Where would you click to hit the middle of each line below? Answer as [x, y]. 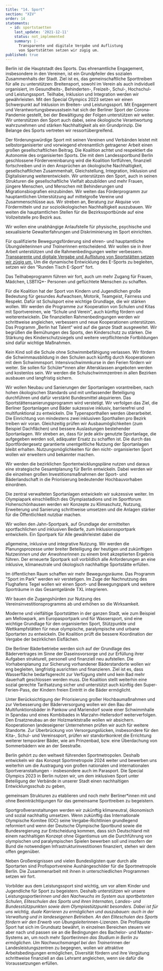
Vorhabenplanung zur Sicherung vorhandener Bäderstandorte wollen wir [78, 664]
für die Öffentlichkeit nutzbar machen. [43, 515]
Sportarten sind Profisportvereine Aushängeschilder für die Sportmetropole [81, 866]
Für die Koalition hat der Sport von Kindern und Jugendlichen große [73, 291]
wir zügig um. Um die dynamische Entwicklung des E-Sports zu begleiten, [80, 262]
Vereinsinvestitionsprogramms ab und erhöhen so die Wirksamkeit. [73, 604]
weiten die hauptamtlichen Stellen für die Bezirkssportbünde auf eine [75, 212]
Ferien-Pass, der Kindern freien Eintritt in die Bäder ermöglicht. [68, 690]
